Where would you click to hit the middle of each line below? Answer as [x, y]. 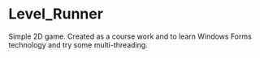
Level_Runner [56, 14]
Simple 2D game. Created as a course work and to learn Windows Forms [130, 36]
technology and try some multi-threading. [78, 44]
